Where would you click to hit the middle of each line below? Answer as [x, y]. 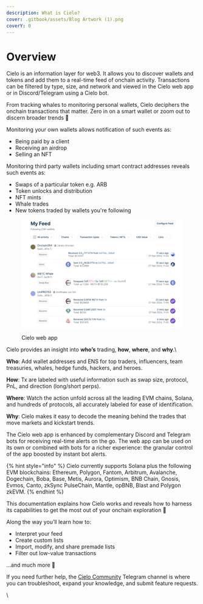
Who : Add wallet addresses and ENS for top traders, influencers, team [95, 361]
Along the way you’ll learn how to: [49, 522]
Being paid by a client [42, 142]
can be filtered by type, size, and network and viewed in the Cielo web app [100, 87]
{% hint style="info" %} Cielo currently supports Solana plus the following [99, 466]
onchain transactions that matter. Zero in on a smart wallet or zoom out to [98, 111]
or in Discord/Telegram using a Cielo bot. [58, 93]
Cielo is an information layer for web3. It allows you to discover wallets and [100, 74]
